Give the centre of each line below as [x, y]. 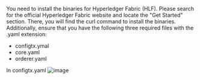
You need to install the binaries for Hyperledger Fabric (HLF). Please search [100, 9]
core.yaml [27, 52]
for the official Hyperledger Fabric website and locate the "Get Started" [95, 15]
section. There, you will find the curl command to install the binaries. [91, 21]
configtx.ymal [32, 46]
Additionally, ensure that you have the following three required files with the [100, 28]
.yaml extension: [27, 34]
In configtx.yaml [26, 70]
